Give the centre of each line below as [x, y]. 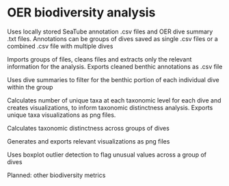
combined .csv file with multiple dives [60, 46]
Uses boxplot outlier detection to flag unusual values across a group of [107, 155]
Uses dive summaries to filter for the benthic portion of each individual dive [113, 79]
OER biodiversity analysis [81, 13]
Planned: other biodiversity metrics [56, 175]
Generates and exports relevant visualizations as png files [89, 141]
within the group [30, 87]
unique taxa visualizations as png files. [62, 115]
